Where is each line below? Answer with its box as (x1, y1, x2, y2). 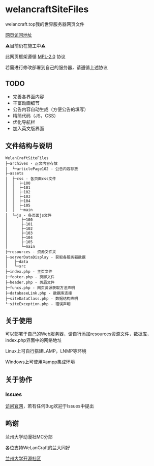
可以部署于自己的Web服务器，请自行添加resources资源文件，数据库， (5, 331, 151, 337)
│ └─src (5, 264, 26, 269)
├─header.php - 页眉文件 (5, 280, 55, 285)
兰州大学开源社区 (5, 455, 41, 461)
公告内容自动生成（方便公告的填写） (12, 106, 89, 112)
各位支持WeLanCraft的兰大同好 (5, 444, 70, 451)
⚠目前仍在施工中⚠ (5, 42, 46, 49)
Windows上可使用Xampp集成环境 (5, 359, 75, 365)
